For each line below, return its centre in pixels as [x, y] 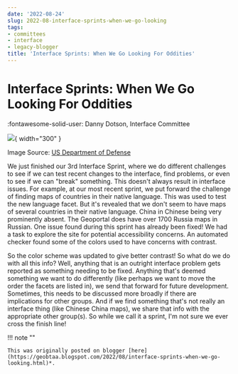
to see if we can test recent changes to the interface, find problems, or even [119, 173]
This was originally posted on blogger [66, 350]
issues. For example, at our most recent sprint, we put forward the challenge [119, 189]
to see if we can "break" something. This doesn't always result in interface [117, 181]
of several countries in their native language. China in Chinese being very [115, 212]
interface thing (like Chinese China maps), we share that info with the [108, 308]
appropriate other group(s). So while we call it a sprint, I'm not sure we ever [118, 316]
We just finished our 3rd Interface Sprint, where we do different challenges [117, 166]
